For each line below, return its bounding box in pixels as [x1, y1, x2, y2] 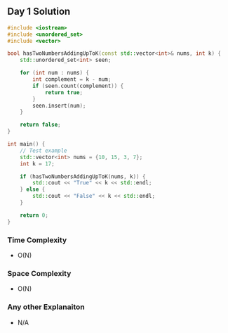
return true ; [44, 89, 83, 96]
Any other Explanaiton [7, 302, 86, 312]
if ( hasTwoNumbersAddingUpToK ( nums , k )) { [20, 172, 146, 180]
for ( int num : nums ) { [20, 70, 90, 77]
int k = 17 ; [20, 160, 55, 168]
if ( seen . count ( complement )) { [32, 82, 124, 89]
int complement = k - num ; [32, 76, 112, 83]
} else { [20, 186, 46, 193]
